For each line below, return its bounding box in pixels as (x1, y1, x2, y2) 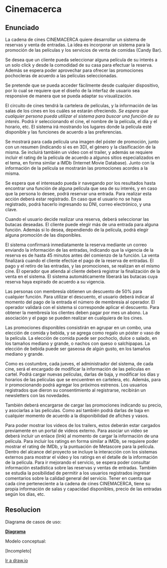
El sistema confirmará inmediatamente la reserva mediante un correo (5, 242, 147, 248)
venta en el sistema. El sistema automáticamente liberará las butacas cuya (5, 274, 158, 280)
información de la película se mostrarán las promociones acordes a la (5, 165, 148, 171)
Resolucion (5, 506, 41, 514)
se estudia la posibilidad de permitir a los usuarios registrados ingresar (5, 470, 151, 476)
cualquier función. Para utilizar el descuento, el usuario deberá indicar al (5, 294, 154, 299)
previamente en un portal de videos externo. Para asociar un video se (5, 427, 149, 433)
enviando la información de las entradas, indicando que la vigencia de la (5, 247, 154, 253)
